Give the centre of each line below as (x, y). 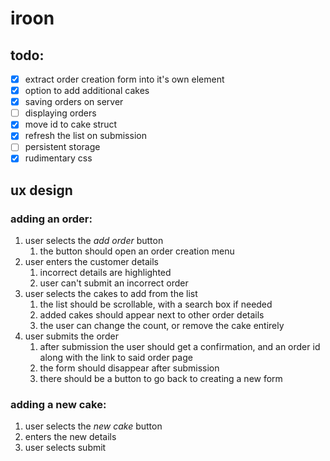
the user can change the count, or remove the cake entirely (162, 326)
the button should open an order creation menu (137, 251)
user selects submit (65, 448)
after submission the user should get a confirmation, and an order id (180, 347)
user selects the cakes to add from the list (111, 294)
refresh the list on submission (85, 136)
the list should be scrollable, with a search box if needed (156, 304)
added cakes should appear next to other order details (152, 315)
